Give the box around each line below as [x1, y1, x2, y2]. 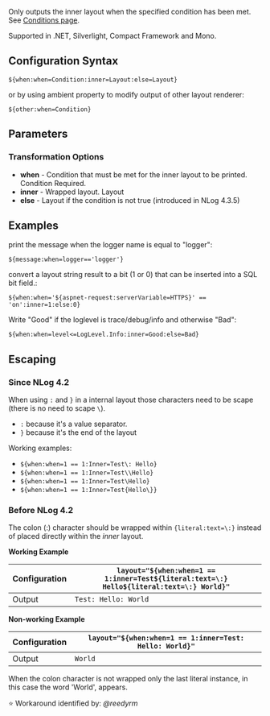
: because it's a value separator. [19, 419, 128, 428]
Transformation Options [8, 151, 104, 163]
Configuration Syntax [8, 54, 119, 68]
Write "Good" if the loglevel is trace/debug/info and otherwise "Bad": [8, 315, 237, 325]
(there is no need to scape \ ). [8, 404, 106, 413]
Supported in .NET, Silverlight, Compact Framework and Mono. [8, 31, 217, 40]
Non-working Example [8, 615, 85, 624]
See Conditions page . [8, 15, 80, 25]
